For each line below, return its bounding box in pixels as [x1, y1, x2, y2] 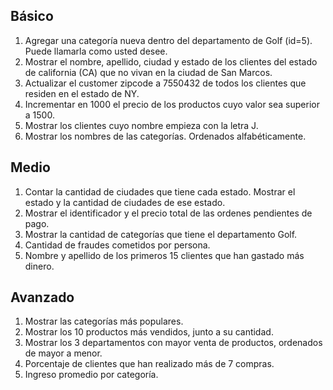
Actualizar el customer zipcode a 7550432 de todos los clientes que [24, 77, 307, 89]
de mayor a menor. [24, 347, 103, 359]
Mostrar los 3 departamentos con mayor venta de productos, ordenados [24, 337, 323, 349]
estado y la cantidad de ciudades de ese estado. [24, 196, 226, 208]
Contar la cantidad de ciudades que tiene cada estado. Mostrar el [24, 185, 296, 198]
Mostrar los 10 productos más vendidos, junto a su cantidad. [24, 326, 274, 338]
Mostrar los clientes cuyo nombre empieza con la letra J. [24, 119, 259, 131]
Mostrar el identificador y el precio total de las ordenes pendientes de [24, 207, 313, 219]
